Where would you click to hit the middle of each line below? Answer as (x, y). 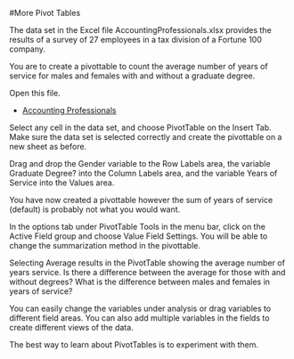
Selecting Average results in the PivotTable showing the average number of (147, 263)
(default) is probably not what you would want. (95, 209)
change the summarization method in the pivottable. (105, 245)
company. (28, 49)
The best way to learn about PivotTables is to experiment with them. (134, 345)
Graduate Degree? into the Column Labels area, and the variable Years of (143, 173)
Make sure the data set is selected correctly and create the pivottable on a (146, 137)
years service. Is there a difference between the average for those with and (147, 272)
